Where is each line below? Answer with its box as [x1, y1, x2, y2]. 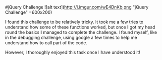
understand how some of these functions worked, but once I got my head [5, 24, 156, 30]
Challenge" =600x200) [5, 9, 53, 15]
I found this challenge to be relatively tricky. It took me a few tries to [5, 19, 144, 25]
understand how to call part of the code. [5, 40, 88, 46]
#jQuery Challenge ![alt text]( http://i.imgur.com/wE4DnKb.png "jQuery [5, 4, 149, 10]
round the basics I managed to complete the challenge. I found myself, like [5, 30, 157, 35]
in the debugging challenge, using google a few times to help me [5, 34, 138, 40]
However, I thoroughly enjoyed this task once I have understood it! [5, 49, 140, 55]
